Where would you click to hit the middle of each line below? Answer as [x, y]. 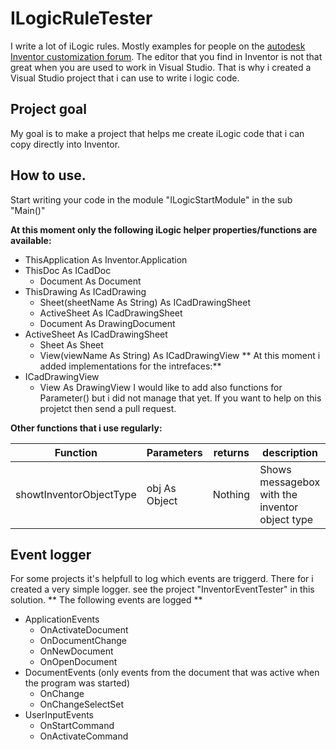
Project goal [48, 109]
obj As [161, 488]
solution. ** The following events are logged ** [106, 600]
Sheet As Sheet [71, 344]
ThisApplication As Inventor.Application [106, 259]
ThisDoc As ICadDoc [68, 270]
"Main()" [28, 210]
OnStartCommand [77, 726]
